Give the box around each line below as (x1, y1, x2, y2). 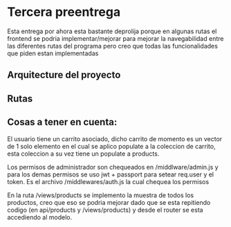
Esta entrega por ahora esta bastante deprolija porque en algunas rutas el (7, 27, 217, 35)
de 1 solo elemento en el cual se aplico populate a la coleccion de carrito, (7, 142, 216, 150)
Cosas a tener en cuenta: (7, 116, 118, 128)
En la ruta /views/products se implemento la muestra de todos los (7, 191, 194, 199)
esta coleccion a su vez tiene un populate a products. (7, 149, 160, 158)
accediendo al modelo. (7, 212, 73, 221)
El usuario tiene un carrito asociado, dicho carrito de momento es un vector (7, 134, 223, 143)
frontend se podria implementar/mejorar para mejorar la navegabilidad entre (7, 34, 224, 42)
